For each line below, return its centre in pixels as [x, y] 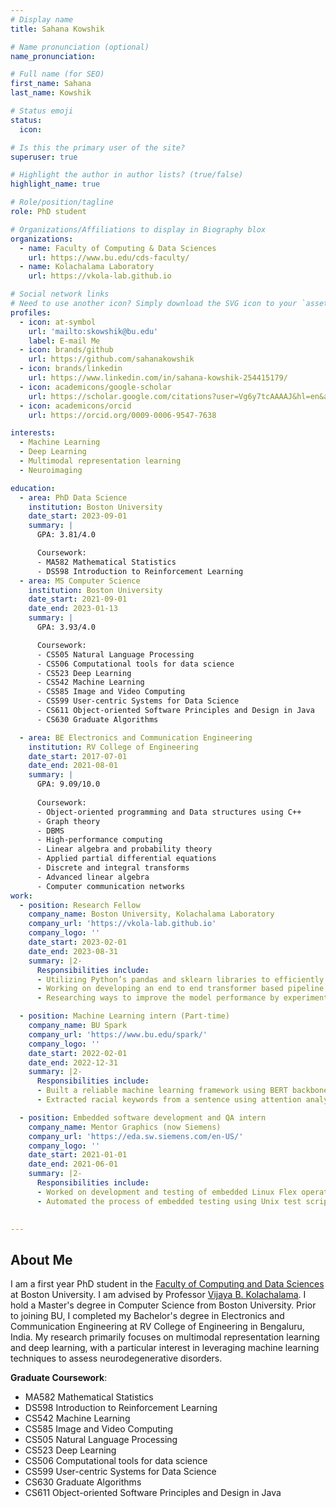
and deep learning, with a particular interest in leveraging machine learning [165, 1348]
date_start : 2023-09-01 [78, 516]
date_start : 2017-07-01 [78, 756]
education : [33, 488]
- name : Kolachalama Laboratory [87, 267]
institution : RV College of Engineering [113, 747]
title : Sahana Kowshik [57, 29]
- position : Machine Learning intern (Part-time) [124, 1016]
